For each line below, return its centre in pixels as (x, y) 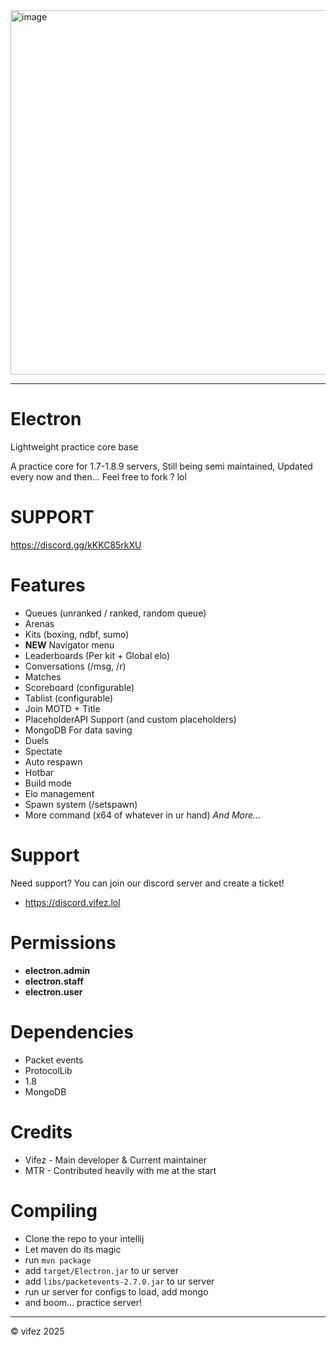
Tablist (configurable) (69, 698)
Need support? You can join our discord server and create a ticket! (147, 883)
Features (48, 585)
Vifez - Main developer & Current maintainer (116, 1160)
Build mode (48, 783)
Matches (43, 676)
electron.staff (54, 981)
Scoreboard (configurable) (79, 687)
